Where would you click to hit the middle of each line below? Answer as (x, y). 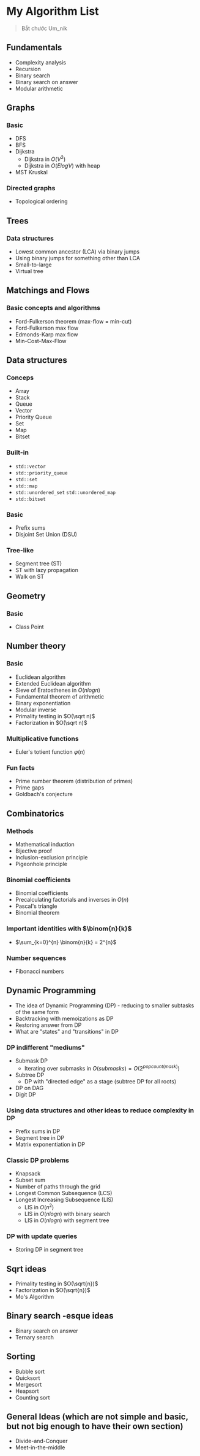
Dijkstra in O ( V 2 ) (45, 159)
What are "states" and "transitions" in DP (67, 1031)
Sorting (21, 1357)
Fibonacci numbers (39, 971)
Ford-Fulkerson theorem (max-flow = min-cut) (73, 321)
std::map (26, 486)
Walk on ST (30, 577)
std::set (26, 479)
